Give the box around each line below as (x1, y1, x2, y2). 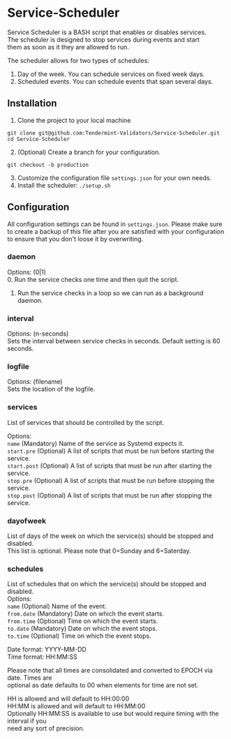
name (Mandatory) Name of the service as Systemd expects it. (7, 439, 184, 447)
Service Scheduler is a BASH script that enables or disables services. (7, 28, 207, 36)
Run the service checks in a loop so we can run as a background (17, 288, 204, 297)
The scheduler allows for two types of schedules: (7, 56, 150, 64)
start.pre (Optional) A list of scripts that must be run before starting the (7, 447, 215, 455)
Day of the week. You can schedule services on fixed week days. (17, 70, 205, 78)
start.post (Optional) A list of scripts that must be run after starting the (7, 461, 212, 470)
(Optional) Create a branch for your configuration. (17, 148, 161, 156)
